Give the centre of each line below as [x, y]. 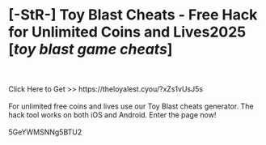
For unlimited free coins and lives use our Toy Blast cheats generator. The [131, 106]
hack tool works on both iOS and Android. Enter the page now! [112, 114]
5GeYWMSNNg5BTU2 [45, 132]
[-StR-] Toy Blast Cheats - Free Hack [133, 15]
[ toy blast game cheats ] [91, 49]
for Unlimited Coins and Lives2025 [127, 32]
